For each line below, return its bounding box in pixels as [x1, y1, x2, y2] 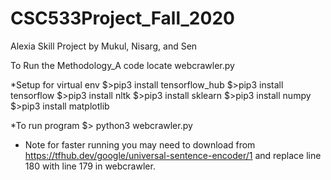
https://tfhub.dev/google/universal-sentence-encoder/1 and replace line [24, 149, 322, 161]
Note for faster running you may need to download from [24, 138, 256, 151]
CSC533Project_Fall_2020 [10, 7, 235, 30]
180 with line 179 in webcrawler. [24, 160, 156, 172]
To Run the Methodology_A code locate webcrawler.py [10, 59, 235, 71]
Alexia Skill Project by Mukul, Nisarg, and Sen [10, 40, 198, 52]
